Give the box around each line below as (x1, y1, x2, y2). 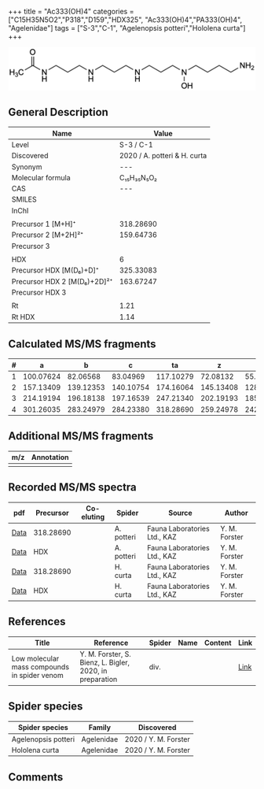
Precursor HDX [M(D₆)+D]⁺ (11, 265, 100, 275)
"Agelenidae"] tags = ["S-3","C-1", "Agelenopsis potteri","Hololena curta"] (8, 24, 246, 32)
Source (168, 508, 192, 517)
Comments (8, 770, 64, 783)
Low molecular (11, 654, 60, 663)
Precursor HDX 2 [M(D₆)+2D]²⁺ (11, 276, 113, 286)
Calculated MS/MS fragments (8, 337, 156, 350)
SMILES (11, 194, 37, 204)
